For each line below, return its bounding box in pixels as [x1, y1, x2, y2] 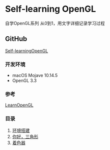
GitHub [5, 35, 27, 43]
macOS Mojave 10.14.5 [12, 73, 58, 78]
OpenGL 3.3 [12, 77, 37, 84]
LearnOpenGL [5, 102, 33, 108]
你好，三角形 [12, 133, 38, 139]
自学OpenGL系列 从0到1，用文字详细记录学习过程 [5, 20, 105, 26]
